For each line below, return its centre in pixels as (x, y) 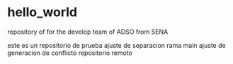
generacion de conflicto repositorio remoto (70, 53)
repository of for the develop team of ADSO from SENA (88, 32)
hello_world (42, 12)
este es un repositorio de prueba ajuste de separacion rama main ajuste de (116, 45)
